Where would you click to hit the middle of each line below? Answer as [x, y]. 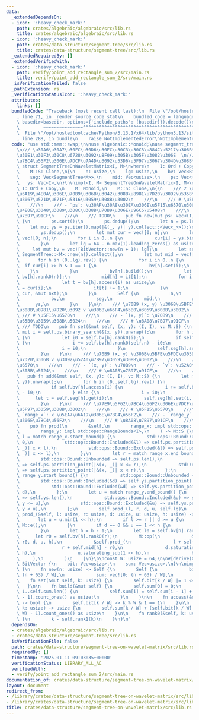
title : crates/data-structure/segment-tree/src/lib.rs [86, 50]
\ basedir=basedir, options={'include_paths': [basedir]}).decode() [103, 122]
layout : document [28, 686]
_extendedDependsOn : [37, 17]
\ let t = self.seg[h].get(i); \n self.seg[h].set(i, [105, 399]
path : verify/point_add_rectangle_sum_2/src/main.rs [83, 72]
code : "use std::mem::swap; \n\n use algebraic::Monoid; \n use [87, 144]
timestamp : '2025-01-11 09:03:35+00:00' [62, 658]
